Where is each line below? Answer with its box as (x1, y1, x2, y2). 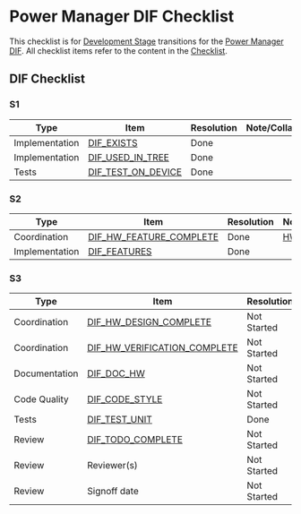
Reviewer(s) (87, 459, 139, 472)
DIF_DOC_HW (87, 367, 145, 380)
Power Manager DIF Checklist (9, 6, 235, 27)
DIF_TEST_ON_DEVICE (88, 166, 182, 178)
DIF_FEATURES (88, 244, 152, 257)
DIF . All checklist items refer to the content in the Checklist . (9, 45, 228, 56)
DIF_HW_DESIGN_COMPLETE (87, 316, 212, 329)
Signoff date (87, 485, 139, 498)
